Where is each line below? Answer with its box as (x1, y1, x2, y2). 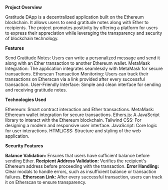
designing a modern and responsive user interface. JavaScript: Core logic (5, 123, 157, 128)
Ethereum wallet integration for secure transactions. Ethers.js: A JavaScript (5, 112, 160, 118)
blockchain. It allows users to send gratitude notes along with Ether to (5, 20, 149, 25)
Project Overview (5, 5, 42, 10)
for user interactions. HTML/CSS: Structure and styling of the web (5, 128, 141, 134)
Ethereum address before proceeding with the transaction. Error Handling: (5, 163, 159, 169)
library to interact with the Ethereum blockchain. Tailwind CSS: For (5, 117, 141, 123)
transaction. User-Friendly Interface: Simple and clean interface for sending (5, 81, 161, 87)
